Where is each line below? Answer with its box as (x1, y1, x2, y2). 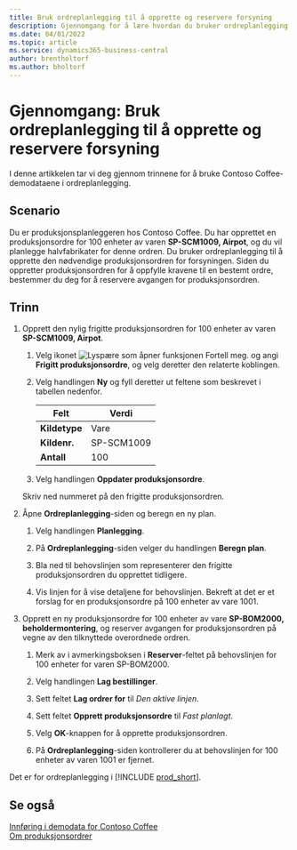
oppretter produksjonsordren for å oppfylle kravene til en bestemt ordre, (9, 264, 274, 276)
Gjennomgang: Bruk (9, 101, 161, 121)
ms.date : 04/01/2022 (9, 29, 86, 38)
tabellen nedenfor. (35, 386, 103, 397)
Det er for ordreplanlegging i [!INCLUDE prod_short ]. (9, 772, 202, 782)
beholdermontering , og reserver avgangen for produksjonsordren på (21, 623, 277, 634)
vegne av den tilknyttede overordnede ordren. (21, 632, 191, 643)
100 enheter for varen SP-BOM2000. (35, 659, 170, 670)
